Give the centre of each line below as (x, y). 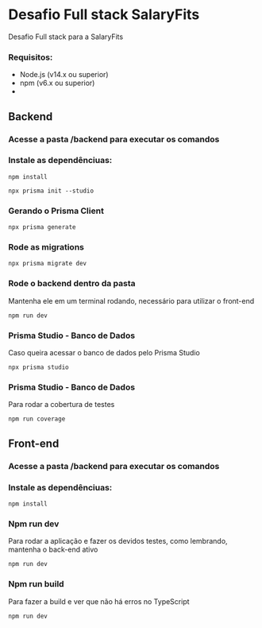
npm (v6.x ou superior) (57, 83)
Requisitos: (31, 57)
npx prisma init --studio (51, 191)
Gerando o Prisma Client (56, 211)
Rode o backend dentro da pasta (72, 284)
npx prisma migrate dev (48, 264)
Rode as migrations (46, 247)
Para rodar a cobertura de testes (62, 405)
